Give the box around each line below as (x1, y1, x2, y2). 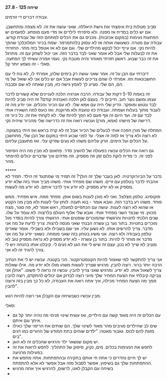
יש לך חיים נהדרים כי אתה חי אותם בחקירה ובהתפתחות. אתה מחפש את (12, 355, 147, 360)
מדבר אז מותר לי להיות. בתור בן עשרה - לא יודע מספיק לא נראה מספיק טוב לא (5, 236, 153, 242)
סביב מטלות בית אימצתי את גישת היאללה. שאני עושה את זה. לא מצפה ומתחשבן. (5, 24, 157, 30)
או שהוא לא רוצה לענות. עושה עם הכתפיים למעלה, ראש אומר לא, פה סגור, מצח (5, 204, 154, 210)
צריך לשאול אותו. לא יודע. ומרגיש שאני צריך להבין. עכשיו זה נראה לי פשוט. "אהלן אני (5, 267, 162, 273)
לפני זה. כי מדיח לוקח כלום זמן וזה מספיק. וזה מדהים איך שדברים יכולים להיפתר (5, 153, 153, 159)
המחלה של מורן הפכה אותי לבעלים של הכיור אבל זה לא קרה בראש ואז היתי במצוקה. (5, 127, 162, 133)
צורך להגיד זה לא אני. (5, 247, 45, 252)
